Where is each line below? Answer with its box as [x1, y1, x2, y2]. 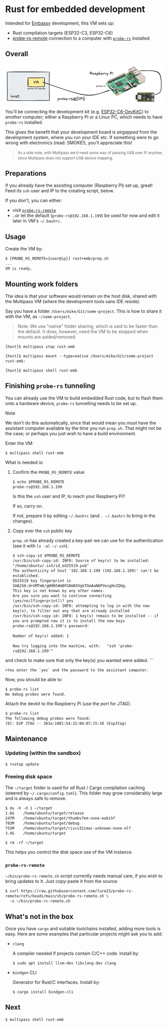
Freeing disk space [5, 773, 53, 780]
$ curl [5, 888, 19, 894]
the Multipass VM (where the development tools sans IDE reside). [5, 299, 140, 305]
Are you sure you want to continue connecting [12, 593, 112, 598]
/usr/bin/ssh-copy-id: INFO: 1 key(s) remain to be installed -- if [12, 613, 159, 618]
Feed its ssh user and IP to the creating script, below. [5, 188, 114, 194]
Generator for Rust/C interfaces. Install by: [12, 979, 100, 985]
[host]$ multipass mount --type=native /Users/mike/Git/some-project [5, 354, 154, 359]
